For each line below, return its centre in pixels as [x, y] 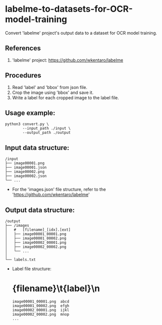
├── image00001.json [26, 168]
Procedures [23, 76]
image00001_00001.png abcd [40, 302]
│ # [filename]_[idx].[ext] [38, 230]
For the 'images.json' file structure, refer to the [59, 190]
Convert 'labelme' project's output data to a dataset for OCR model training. [81, 33]
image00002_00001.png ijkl [40, 310]
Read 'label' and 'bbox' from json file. [50, 87]
